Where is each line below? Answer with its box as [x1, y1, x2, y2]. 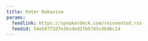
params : [6, 14, 26, 20]
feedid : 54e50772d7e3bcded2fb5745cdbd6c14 [12, 25, 121, 32]
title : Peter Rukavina [6, 8, 64, 15]
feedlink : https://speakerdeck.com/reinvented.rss [12, 20, 143, 26]
